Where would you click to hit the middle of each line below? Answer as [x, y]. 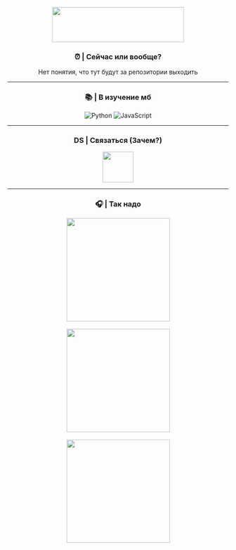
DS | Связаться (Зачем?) [118, 140]
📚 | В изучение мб [118, 97]
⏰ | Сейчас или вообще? [118, 56]
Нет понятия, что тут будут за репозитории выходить [118, 72]
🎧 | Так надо [118, 204]
